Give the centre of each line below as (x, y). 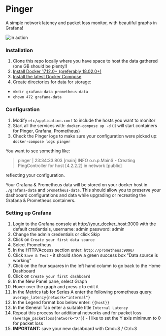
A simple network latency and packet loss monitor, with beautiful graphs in (81, 23)
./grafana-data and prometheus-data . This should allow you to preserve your (83, 190)
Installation (19, 50)
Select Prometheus (32, 244)
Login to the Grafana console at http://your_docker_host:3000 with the (84, 224)
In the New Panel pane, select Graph (50, 281)
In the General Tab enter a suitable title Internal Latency (70, 307)
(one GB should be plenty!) (40, 66)
